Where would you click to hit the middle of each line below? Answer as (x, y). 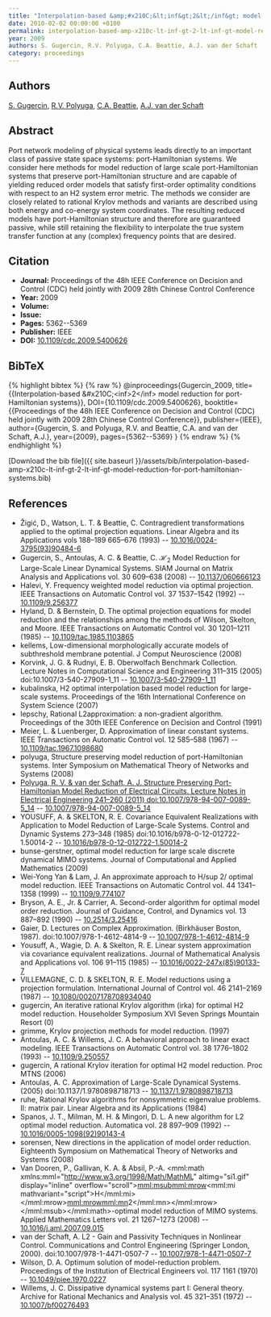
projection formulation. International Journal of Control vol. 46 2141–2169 (141, 988)
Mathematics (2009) (54, 868)
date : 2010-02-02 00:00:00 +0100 (65, 23)
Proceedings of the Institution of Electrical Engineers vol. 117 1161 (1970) (139, 1270)
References (38, 504)
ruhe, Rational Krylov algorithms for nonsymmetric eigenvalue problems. (140, 1099)
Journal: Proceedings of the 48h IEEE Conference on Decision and (131, 281)
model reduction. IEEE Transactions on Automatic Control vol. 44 (128, 885)
